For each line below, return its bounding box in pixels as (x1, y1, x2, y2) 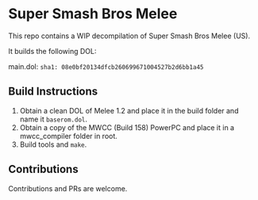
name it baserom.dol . (19, 114, 87, 124)
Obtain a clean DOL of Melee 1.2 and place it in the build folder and (19, 106, 239, 115)
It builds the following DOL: (8, 46, 97, 56)
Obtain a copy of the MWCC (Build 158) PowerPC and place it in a (19, 122, 235, 132)
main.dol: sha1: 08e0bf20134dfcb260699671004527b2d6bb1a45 (8, 61, 204, 71)
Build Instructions (8, 85, 98, 98)
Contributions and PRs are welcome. (8, 183, 128, 193)
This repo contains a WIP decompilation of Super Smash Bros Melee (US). (8, 31, 251, 40)
